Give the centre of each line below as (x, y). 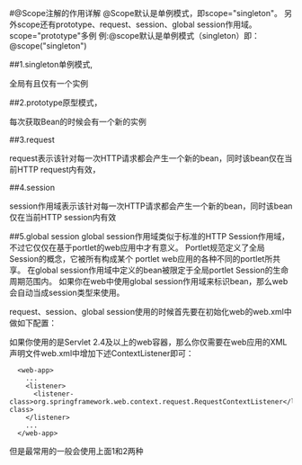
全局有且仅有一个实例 (49, 83)
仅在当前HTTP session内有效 (63, 217)
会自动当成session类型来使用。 (67, 292)
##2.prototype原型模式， (56, 103)
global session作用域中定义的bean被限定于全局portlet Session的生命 (162, 270)
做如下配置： (33, 323)
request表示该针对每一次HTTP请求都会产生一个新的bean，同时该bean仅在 (147, 158)
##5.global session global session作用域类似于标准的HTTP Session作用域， (150, 236)
